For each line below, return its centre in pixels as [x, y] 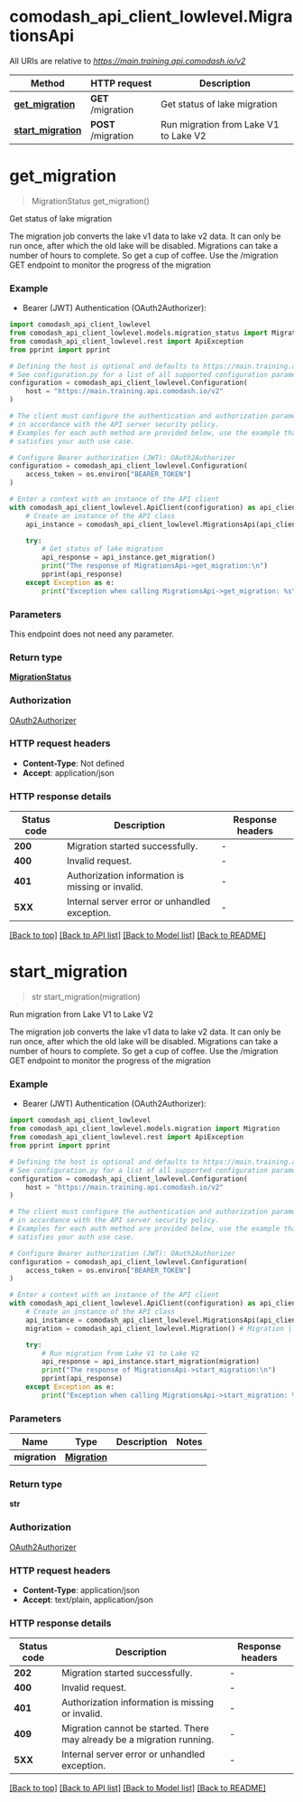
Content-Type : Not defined [73, 763]
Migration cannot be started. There [135, 1729]
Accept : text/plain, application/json [87, 1599]
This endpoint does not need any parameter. [92, 634]
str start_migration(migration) [86, 997]
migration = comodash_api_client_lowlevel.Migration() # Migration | [159, 1328]
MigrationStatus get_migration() [91, 201]
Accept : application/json [68, 773]
